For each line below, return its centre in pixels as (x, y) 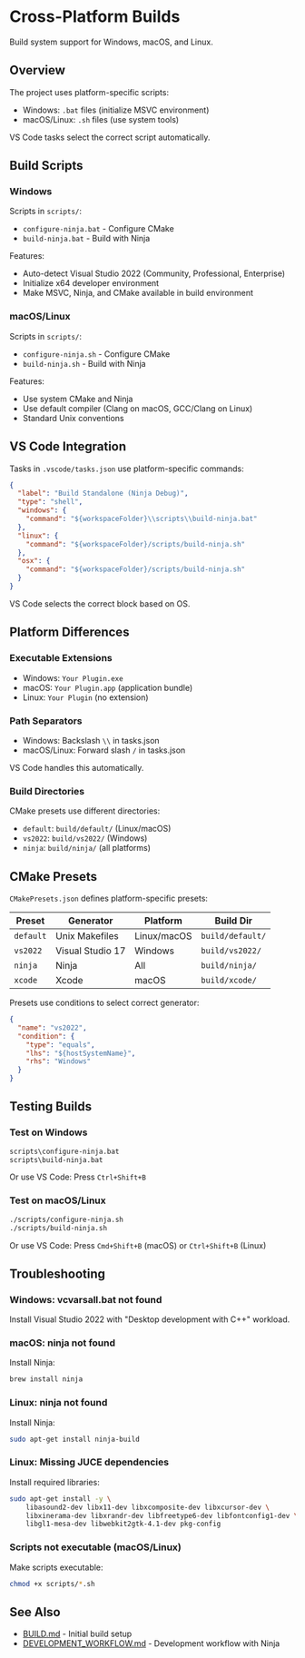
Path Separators (46, 721)
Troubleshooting (58, 1273)
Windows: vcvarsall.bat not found (86, 1299)
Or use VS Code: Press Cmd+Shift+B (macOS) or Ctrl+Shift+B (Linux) (138, 1245)
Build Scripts (46, 166)
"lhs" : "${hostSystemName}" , (81, 1053)
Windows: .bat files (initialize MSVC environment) (116, 110)
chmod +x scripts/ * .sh (52, 1584)
